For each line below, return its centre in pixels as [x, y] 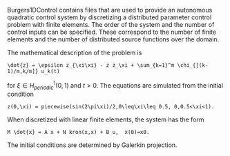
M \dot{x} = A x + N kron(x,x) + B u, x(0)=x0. [78, 133]
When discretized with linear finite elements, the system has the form [106, 119]
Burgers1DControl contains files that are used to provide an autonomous [110, 10]
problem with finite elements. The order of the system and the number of [111, 25]
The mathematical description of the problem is [75, 52]
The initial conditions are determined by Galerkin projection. [92, 145]
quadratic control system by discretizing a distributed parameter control [109, 17]
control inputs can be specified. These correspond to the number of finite [112, 32]
